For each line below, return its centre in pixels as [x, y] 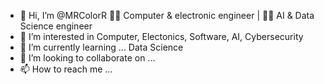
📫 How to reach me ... [66, 69]
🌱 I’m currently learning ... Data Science [101, 47]
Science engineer [56, 26]
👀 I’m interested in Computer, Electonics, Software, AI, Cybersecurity [161, 36]
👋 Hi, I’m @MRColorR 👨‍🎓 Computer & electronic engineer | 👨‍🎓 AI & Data [167, 15]
